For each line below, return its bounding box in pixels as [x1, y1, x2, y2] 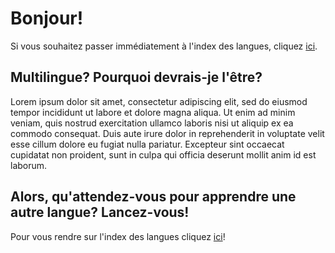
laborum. [10, 159, 48, 171]
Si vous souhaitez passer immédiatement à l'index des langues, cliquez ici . [10, 40, 318, 52]
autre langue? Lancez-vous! [10, 204, 190, 221]
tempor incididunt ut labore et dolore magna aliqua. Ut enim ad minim [10, 106, 296, 118]
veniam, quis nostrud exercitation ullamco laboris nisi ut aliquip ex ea [10, 117, 294, 129]
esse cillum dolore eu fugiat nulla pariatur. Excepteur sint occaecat [10, 138, 285, 150]
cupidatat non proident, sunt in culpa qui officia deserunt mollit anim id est [10, 148, 317, 161]
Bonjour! [10, 7, 84, 30]
